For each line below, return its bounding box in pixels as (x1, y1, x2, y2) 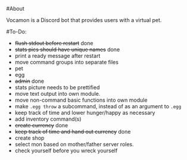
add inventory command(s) (14, 115, 82, 123)
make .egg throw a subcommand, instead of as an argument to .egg (14, 103, 182, 109)
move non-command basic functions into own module (14, 96, 148, 103)
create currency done (14, 122, 68, 128)
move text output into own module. (14, 90, 101, 97)
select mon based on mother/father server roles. (14, 141, 134, 148)
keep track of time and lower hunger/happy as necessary (14, 109, 155, 116)
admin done (14, 77, 45, 84)
